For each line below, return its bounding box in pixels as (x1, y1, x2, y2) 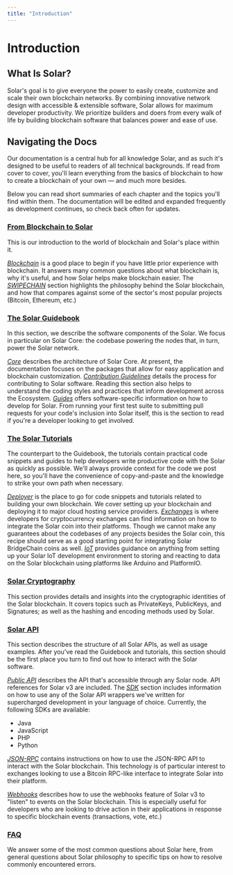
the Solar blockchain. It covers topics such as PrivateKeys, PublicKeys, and (7, 600, 222, 608)
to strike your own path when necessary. (7, 479, 123, 488)
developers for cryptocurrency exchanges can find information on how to (7, 515, 217, 523)
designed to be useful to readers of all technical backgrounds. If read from (7, 161, 221, 170)
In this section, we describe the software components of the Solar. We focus (7, 329, 225, 337)
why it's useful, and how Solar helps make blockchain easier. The (7, 273, 194, 282)
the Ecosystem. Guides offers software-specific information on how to (7, 394, 208, 403)
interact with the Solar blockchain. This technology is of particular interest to (7, 762, 225, 770)
